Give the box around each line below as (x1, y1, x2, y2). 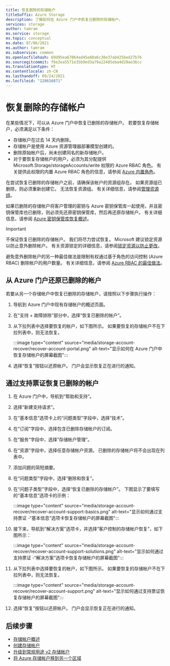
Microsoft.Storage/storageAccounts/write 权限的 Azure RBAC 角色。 (13, 162, 156, 168)
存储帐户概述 (13, 636, 40, 642)
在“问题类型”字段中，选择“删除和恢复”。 (13, 475, 97, 481)
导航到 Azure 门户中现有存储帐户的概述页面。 (13, 301, 108, 308)
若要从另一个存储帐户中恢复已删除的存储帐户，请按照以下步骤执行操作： (6, 290, 156, 296)
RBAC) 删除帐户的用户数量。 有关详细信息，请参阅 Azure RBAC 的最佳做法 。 (6, 260, 165, 266)
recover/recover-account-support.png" (13, 588, 95, 594)
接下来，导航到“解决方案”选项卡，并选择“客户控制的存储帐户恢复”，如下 (13, 526, 163, 532)
